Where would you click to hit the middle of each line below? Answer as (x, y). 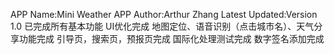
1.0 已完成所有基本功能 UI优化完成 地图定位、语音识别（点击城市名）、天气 (162, 26)
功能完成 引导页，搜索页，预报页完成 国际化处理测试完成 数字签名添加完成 (171, 38)
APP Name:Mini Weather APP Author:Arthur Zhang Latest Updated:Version (164, 14)
